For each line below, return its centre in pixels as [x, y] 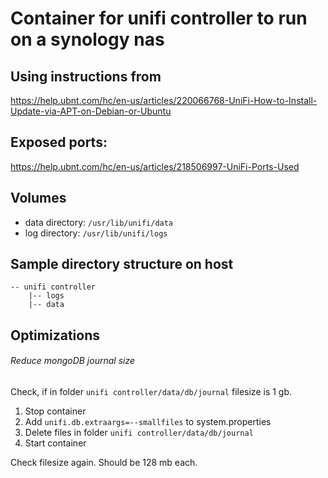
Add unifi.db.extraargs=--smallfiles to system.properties [148, 422]
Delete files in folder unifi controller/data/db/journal [139, 433]
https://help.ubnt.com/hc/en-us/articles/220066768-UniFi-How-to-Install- [164, 100]
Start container [55, 443]
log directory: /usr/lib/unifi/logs [96, 233]
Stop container [55, 411]
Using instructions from [86, 76]
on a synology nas [87, 39]
